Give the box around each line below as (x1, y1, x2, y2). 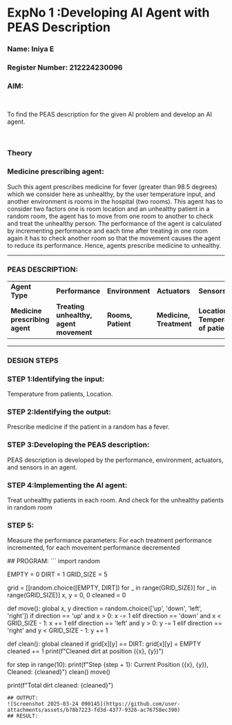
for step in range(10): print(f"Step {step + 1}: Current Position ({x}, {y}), (7, 661, 209, 669)
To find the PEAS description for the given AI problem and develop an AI (7, 110, 213, 119)
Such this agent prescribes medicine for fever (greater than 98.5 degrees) (7, 182, 217, 191)
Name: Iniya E (7, 44, 55, 54)
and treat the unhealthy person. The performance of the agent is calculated (7, 219, 222, 227)
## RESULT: (7, 713, 39, 719)
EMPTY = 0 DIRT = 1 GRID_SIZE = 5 (7, 570, 108, 579)
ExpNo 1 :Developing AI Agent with (7, 5, 210, 21)
